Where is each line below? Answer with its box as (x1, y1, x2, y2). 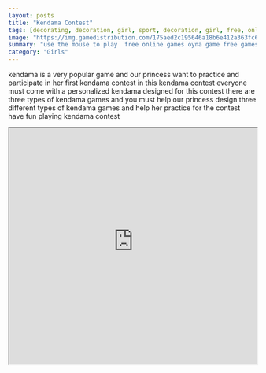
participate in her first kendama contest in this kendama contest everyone (8, 78, 248, 87)
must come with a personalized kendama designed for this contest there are (8, 87, 256, 95)
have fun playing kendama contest (8, 112, 120, 120)
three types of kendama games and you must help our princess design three (8, 95, 257, 104)
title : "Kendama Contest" (8, 19, 93, 27)
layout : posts (8, 11, 55, 20)
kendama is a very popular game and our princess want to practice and (8, 70, 240, 79)
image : (8, 33, 30, 42)
